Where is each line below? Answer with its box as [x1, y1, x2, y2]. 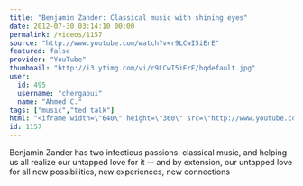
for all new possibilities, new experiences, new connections [9, 166, 231, 177]
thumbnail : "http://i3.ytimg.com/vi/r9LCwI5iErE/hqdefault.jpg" [9, 64, 256, 73]
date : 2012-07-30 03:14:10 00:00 [9, 22, 135, 31]
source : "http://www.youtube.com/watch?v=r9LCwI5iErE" [9, 38, 220, 48]
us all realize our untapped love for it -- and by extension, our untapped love [9, 157, 293, 167]
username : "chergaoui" [17, 88, 103, 98]
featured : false [9, 47, 70, 56]
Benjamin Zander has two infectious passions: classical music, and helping [9, 147, 288, 158]
